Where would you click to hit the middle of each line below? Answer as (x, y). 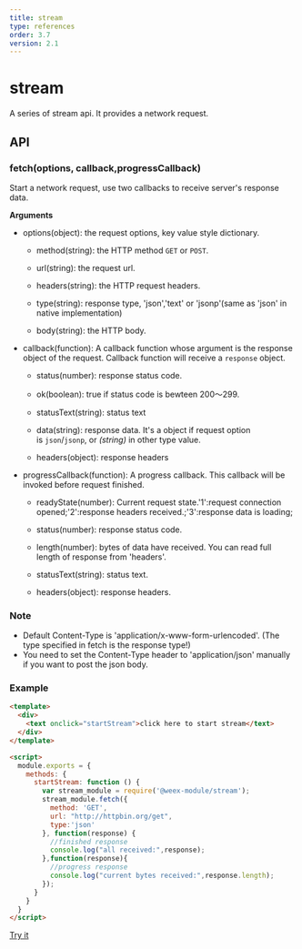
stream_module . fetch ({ (85, 800)
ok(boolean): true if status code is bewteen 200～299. (138, 394)
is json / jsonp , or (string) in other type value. (119, 439)
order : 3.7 (30, 35)
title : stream (36, 18)
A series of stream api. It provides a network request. (109, 114)
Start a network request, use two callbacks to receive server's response (145, 187)
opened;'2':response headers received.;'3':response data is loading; (165, 511)
